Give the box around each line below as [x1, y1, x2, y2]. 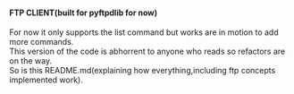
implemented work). [9, 74, 83, 85]
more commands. [9, 37, 74, 47]
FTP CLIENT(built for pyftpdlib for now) [9, 7, 158, 18]
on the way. [9, 56, 52, 66]
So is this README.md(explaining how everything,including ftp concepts [9, 65, 276, 76]
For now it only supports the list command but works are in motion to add [9, 27, 279, 38]
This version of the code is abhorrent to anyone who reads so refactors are [9, 46, 286, 57]
